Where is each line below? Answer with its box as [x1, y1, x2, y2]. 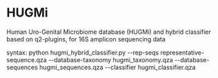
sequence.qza [6, 55, 48, 64]
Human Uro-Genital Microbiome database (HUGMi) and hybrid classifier [6, 28, 212, 36]
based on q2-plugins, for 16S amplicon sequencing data [6, 35, 166, 43]
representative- [160, 48, 205, 57]
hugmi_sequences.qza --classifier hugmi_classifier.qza [39, 63, 196, 71]
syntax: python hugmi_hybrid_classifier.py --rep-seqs [6, 48, 159, 57]
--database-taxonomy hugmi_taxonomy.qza [48, 55, 173, 64]
